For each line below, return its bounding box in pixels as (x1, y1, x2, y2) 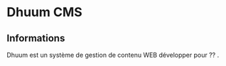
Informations (6, 32, 65, 44)
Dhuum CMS (6, 4, 82, 20)
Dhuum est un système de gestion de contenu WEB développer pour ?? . (6, 51, 220, 59)
